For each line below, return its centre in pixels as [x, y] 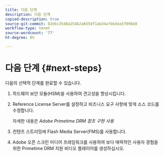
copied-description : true [32, 19]
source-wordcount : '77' [30, 33]
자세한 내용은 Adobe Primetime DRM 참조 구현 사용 [63, 121]
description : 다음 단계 [28, 14]
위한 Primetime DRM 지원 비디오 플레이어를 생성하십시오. [68, 148]
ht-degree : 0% [20, 38]
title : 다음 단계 [21, 10]
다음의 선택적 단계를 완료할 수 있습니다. [43, 83]
